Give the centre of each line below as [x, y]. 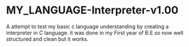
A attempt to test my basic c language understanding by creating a [87, 26]
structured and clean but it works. [47, 39]
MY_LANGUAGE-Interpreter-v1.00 [92, 10]
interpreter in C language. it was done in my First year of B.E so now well [95, 32]
